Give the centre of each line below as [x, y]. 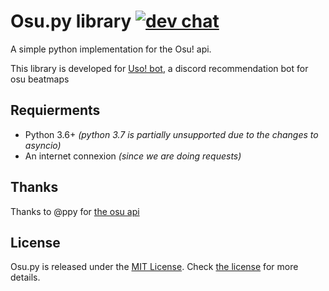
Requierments [55, 110]
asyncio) [43, 145]
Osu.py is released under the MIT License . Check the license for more [154, 267]
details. [25, 277]
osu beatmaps [40, 79]
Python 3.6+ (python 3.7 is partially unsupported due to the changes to [171, 134]
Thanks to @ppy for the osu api [75, 211]
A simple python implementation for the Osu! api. [111, 49]
